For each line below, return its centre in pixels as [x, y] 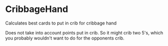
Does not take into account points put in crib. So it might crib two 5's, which [84, 32]
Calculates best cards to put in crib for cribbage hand [61, 23]
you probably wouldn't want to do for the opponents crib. [65, 38]
